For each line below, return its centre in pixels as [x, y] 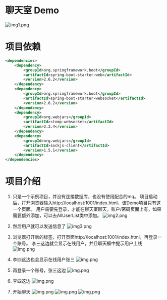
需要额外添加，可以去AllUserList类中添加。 [57, 215]
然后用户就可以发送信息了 [39, 227]
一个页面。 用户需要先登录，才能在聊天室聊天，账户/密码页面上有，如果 [87, 209]
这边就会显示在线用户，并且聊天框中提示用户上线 [91, 243]
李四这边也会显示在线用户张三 [43, 259]
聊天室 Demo [32, 10]
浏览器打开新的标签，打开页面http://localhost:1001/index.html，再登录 [85, 237]
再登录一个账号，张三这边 [39, 270]
